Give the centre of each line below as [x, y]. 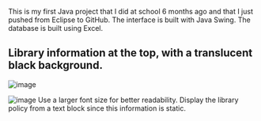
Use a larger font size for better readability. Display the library [138, 100]
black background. [55, 65]
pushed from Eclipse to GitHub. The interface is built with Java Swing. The [129, 20]
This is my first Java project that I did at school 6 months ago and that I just [130, 11]
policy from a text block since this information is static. [97, 108]
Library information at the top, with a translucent [130, 53]
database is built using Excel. [56, 28]
